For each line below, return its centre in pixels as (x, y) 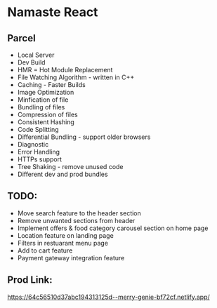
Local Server (36, 55)
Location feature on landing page (65, 235)
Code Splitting (38, 129)
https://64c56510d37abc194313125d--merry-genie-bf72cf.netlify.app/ (109, 297)
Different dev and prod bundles (63, 174)
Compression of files (48, 114)
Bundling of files (41, 107)
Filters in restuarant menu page (63, 243)
